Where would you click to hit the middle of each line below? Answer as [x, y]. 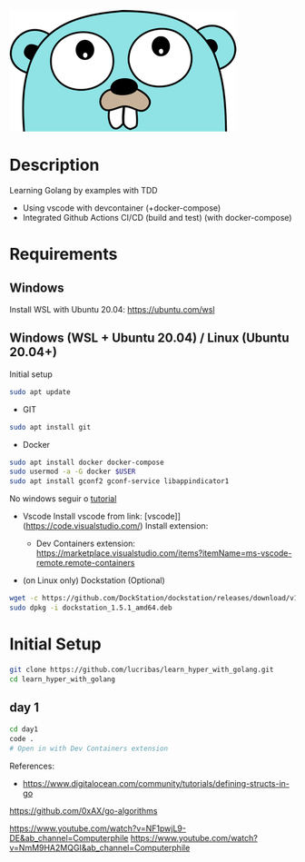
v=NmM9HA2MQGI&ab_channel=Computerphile [100, 847]
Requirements [64, 254]
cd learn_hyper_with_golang [63, 679]
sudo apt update [40, 391]
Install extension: [177, 526]
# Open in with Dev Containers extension [89, 749]
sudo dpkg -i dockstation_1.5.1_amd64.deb [91, 608]
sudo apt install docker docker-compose [87, 462]
